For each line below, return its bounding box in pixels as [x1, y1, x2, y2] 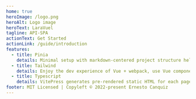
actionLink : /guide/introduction [6, 41, 87, 47]
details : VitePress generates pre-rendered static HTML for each [16, 79, 179, 85]
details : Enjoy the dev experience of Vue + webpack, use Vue [16, 68, 171, 74]
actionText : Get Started [6, 36, 66, 41]
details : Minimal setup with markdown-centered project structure [16, 57, 181, 63]
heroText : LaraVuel [6, 24, 54, 31]
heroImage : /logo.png [6, 14, 59, 20]
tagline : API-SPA [6, 30, 48, 36]
